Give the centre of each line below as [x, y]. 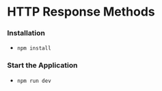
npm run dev [34, 81]
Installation [26, 33]
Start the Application [42, 65]
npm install [34, 48]
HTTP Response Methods [81, 12]
